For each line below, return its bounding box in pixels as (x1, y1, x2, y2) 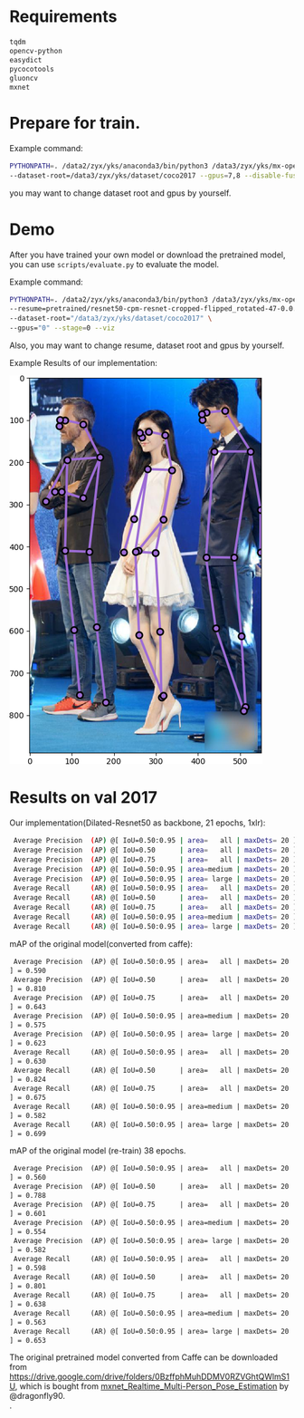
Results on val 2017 (9, 787, 158, 808)
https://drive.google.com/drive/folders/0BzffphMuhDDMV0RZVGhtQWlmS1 (9, 1371, 290, 1382)
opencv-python (9, 46, 63, 55)
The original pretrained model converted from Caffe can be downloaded (9, 1352, 279, 1363)
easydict (9, 55, 43, 64)
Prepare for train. (9, 113, 141, 133)
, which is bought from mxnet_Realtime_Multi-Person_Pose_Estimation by (14, 1380, 290, 1392)
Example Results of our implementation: (9, 358, 158, 369)
